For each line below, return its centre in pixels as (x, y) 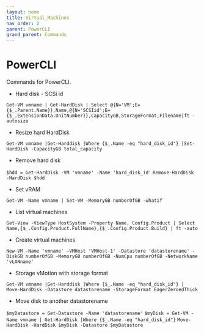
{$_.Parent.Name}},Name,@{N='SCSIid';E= (59, 111)
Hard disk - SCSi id (39, 94)
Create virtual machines (45, 240)
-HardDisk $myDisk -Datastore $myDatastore (87, 325)
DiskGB (15, 257)
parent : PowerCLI (28, 29)
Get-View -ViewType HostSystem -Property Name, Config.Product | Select (101, 223)
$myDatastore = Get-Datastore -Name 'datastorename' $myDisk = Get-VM (97, 314)
